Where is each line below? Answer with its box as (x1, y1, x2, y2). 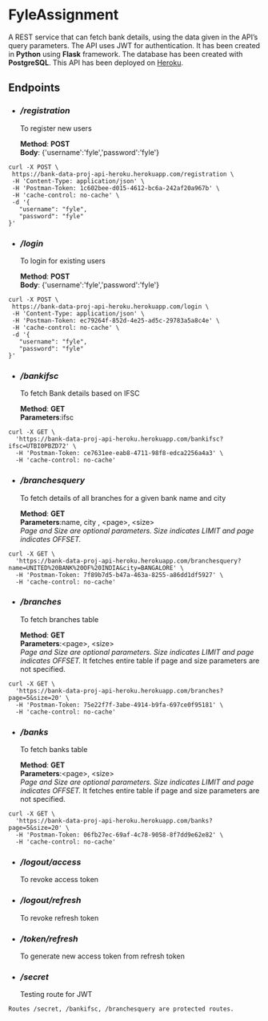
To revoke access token (19, 875, 98, 885)
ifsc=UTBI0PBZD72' (8, 442, 70, 450)
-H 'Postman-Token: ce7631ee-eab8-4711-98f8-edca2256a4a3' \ (15, 449, 224, 458)
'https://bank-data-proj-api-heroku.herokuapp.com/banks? (15, 817, 214, 825)
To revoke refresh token (19, 913, 99, 922)
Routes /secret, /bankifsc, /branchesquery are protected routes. (8, 1005, 234, 1013)
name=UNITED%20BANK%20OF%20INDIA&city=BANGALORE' (8, 563, 178, 572)
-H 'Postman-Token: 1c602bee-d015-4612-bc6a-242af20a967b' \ (11, 184, 220, 192)
